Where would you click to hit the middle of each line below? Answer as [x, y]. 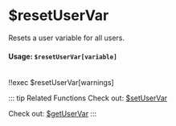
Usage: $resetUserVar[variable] [63, 56]
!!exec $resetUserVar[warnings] [61, 83]
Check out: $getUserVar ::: [53, 114]
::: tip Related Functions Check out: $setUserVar [88, 98]
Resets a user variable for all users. [66, 38]
